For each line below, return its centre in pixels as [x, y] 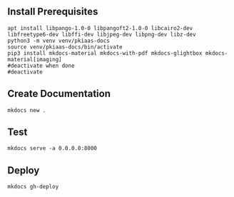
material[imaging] [35, 59]
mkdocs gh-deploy [33, 187]
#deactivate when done [41, 66]
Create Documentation [59, 94]
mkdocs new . [27, 110]
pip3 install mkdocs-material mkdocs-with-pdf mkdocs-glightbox [105, 53]
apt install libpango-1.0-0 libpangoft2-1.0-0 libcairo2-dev [100, 28]
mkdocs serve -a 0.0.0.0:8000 [52, 148]
